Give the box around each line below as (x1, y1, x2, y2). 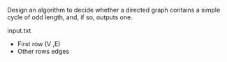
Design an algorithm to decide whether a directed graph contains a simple (7, 6, 221, 14)
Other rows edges (17, 48, 70, 55)
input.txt (7, 27, 31, 34)
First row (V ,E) (17, 40, 61, 48)
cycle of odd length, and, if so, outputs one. (7, 13, 133, 21)
